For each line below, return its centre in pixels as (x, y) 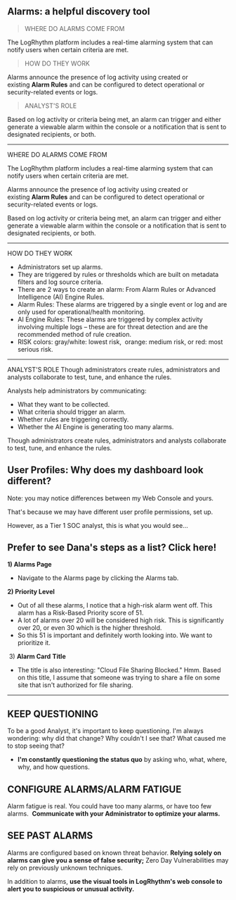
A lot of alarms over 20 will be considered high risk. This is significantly (120, 620)
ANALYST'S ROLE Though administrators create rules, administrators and (114, 369)
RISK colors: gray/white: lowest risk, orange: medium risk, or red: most (120, 342)
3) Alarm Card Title (37, 656)
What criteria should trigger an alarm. (72, 412)
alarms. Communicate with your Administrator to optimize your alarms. (114, 814)
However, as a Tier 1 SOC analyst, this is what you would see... (98, 525)
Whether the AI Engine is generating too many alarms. (96, 426)
